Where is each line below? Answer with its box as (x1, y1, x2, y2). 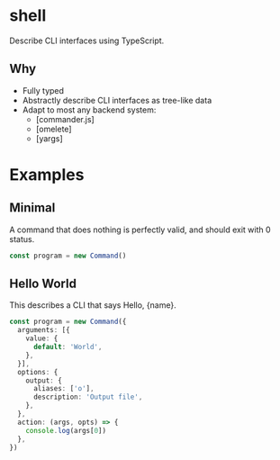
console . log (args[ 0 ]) (25, 426, 106, 435)
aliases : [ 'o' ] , (32, 384, 95, 393)
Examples (9, 164, 85, 185)
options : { (17, 367, 59, 376)
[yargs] (35, 132, 63, 144)
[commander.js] (35, 113, 95, 124)
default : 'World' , (32, 343, 103, 352)
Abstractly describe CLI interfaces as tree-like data (22, 95, 212, 105)
